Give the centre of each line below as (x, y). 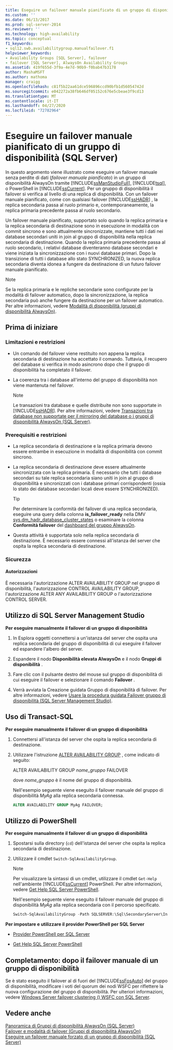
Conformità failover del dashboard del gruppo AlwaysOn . (74, 525)
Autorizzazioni (21, 572)
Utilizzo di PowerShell (41, 821)
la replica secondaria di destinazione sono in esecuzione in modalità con (82, 226)
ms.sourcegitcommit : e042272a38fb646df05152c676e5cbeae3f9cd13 (75, 91)
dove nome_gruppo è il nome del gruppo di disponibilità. (72, 780)
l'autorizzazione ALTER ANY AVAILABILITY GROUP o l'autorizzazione (79, 594)
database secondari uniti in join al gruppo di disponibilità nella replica (79, 237)
